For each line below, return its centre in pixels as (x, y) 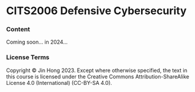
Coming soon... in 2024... (37, 42)
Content (18, 29)
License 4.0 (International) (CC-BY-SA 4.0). (59, 83)
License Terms (28, 57)
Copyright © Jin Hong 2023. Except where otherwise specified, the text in (97, 70)
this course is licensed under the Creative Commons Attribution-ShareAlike (98, 76)
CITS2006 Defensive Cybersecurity (96, 11)
